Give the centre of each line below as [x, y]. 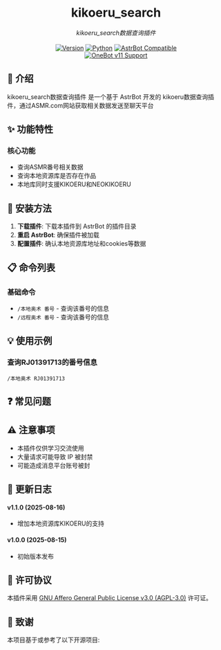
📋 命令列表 [31, 268]
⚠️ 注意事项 [31, 430]
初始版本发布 [35, 556]
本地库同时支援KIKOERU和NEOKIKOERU [74, 184]
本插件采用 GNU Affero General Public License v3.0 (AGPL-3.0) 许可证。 [110, 598]
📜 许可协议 [29, 580]
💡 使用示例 [30, 341]
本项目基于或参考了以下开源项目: [54, 640]
